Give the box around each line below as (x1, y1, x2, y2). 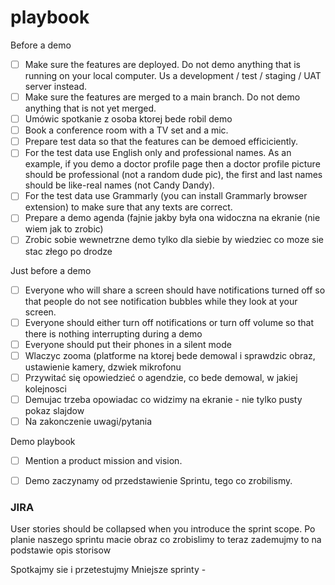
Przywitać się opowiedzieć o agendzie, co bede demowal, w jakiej (24, 371, 298, 383)
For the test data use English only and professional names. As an (24, 147, 292, 159)
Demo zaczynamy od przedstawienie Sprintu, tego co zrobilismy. (24, 475, 293, 486)
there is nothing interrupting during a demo (24, 327, 203, 340)
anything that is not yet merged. (24, 102, 157, 115)
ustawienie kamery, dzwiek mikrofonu (24, 361, 182, 373)
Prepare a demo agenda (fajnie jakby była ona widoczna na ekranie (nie (24, 212, 321, 224)
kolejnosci (24, 382, 67, 395)
